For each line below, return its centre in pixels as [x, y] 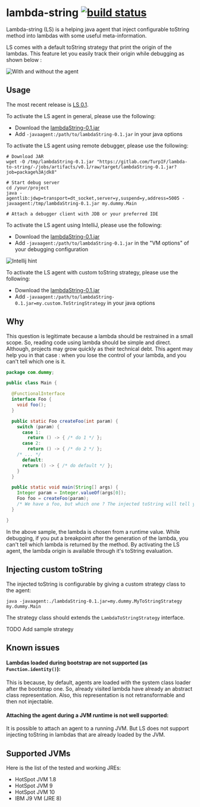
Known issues [33, 647]
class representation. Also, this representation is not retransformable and [96, 695]
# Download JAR [25, 156]
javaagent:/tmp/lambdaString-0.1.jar [53, 203]
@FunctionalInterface [38, 394]
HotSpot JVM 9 [34, 786]
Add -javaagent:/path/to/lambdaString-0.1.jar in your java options [99, 134]
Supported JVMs [38, 754]
